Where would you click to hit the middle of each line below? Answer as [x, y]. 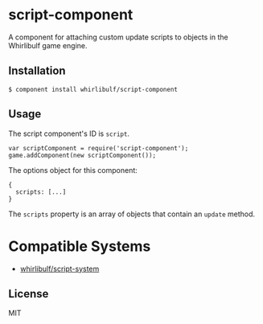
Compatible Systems [80, 246]
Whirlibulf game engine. [48, 45]
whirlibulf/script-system [60, 269]
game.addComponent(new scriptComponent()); [82, 155]
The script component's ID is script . [69, 133]
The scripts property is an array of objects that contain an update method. [132, 214]
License [29, 294]
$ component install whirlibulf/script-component [93, 89]
